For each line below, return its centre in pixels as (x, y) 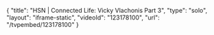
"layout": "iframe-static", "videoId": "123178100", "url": (83, 17)
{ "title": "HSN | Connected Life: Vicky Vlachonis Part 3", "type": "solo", (107, 10)
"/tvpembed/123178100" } (43, 25)
